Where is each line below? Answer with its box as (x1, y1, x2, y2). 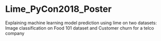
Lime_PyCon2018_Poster (5, 3, 112, 15)
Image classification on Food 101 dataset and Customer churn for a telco (5, 25, 154, 31)
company (5, 30, 25, 36)
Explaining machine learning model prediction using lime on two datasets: (5, 20, 157, 26)
